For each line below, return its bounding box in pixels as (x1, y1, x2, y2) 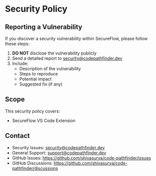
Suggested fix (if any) (19, 81, 63, 87)
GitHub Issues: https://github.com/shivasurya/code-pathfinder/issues (12, 155, 151, 161)
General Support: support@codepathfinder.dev (12, 150, 107, 156)
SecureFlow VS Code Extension (12, 118, 76, 123)
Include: (12, 61, 29, 66)
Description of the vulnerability (19, 66, 81, 71)
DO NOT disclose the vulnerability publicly (12, 50, 97, 56)
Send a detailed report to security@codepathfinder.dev (12, 55, 123, 61)
